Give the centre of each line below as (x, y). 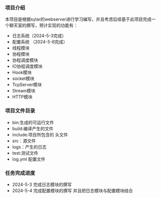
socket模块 (23, 79)
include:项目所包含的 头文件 (40, 134)
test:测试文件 (25, 153)
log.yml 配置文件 (29, 159)
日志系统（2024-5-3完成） (39, 36)
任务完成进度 (20, 173)
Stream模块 (24, 91)
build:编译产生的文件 (33, 129)
